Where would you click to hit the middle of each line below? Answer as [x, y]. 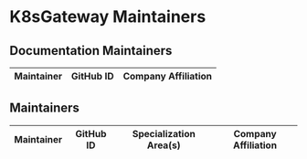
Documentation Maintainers [91, 51]
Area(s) [164, 145]
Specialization [164, 133]
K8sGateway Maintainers [108, 17]
